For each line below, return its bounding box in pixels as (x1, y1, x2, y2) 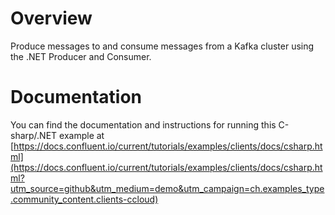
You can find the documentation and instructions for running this (10, 118, 277, 131)
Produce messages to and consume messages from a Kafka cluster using (10, 40, 315, 52)
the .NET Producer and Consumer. (10, 50, 152, 62)
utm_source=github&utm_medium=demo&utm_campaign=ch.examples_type (10, 182, 325, 194)
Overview (10, 7, 93, 30)
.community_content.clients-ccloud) (10, 193, 159, 205)
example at (59, 129, 105, 141)
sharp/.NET (10, 129, 58, 141)
